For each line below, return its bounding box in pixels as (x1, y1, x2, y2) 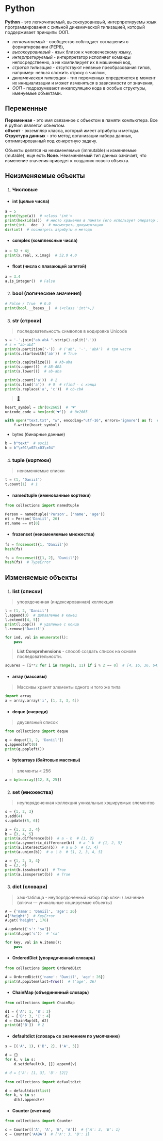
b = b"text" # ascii (5, 441, 49, 446)
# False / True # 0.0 (5, 301, 51, 306)
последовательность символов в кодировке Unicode (16, 328, 128, 334)
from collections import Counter (5, 1119, 73, 1124)
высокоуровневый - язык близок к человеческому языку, (12, 49, 132, 55)
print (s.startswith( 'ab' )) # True (5, 351, 77, 356)
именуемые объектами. (12, 90, 62, 96)
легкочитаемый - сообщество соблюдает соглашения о (12, 38, 129, 44)
